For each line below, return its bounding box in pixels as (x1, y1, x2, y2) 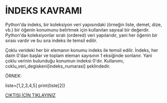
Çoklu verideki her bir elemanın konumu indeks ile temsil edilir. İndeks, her (5, 47, 158, 53)
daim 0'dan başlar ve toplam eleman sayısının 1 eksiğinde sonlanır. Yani (5, 52, 152, 58)
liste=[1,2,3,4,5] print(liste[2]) (5, 82, 66, 88)
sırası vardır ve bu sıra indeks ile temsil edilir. (5, 37, 98, 43)
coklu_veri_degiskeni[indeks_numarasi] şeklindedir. (5, 63, 111, 69)
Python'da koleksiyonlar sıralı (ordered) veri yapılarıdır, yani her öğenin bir (5, 32, 158, 38)
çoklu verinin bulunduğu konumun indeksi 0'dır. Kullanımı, (5, 57, 124, 63)
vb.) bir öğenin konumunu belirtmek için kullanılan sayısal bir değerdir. (5, 26, 150, 32)
